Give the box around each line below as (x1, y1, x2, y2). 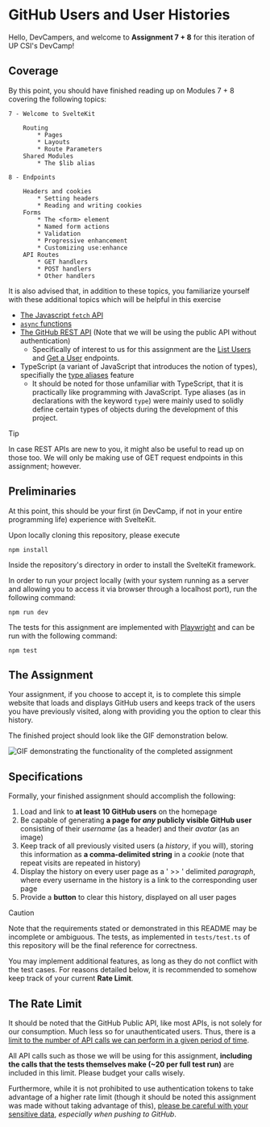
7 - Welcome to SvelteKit (8, 110, 95, 118)
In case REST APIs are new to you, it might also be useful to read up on (8, 444, 244, 454)
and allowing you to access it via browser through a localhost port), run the (8, 584, 258, 594)
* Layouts (37, 138, 70, 146)
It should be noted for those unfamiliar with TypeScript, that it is (31, 379, 244, 388)
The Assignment (8, 668, 94, 682)
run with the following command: (8, 631, 118, 640)
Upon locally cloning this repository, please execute (8, 530, 181, 540)
